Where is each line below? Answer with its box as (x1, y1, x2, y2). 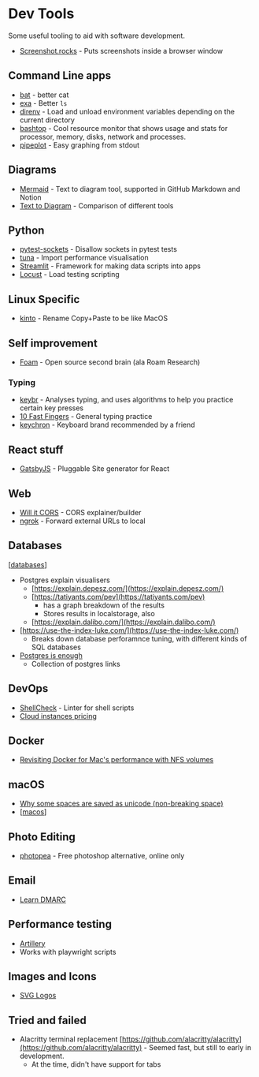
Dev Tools (8, 5, 75, 23)
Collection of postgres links (31, 659, 120, 668)
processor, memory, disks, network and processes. (19, 132, 187, 141)
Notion (19, 193, 42, 202)
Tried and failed (8, 1013, 87, 1027)
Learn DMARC (19, 895, 67, 904)
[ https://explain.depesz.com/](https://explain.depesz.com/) (31, 583, 224, 593)
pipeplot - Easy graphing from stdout (19, 140, 140, 150)
